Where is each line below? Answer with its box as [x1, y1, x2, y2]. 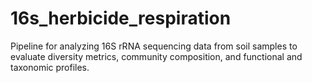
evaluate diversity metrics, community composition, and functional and [10, 50, 303, 62]
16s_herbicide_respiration [10, 7, 232, 30]
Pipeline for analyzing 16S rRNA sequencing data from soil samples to [10, 40, 298, 52]
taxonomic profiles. [10, 61, 90, 73]
